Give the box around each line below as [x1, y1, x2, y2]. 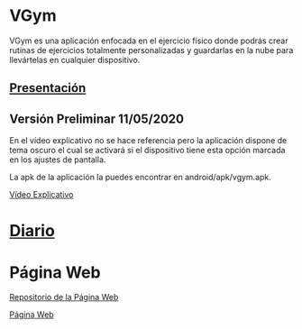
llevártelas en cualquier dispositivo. [9, 54, 141, 65]
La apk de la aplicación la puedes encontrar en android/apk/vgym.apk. [9, 172, 272, 183]
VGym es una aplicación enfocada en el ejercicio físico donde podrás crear [9, 35, 288, 46]
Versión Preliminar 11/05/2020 [9, 111, 185, 126]
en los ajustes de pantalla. [9, 154, 106, 165]
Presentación [9, 80, 87, 96]
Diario [9, 221, 56, 242]
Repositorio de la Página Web [9, 292, 119, 303]
